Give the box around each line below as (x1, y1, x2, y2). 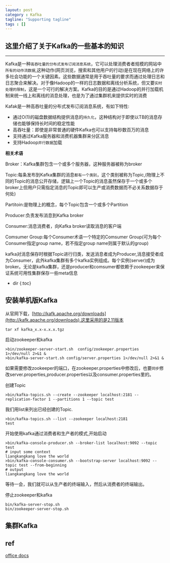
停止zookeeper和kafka (5, 491, 53, 498)
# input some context (5, 449, 51, 454)
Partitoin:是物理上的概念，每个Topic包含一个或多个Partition (5, 201, 128, 208)
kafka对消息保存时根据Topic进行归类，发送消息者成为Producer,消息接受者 (5, 251, 159, 257)
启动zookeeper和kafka (5, 336, 53, 342)
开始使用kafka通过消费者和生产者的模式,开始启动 (5, 430, 107, 436)
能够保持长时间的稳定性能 (21, 120, 75, 127)
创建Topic (5, 382, 26, 388)
